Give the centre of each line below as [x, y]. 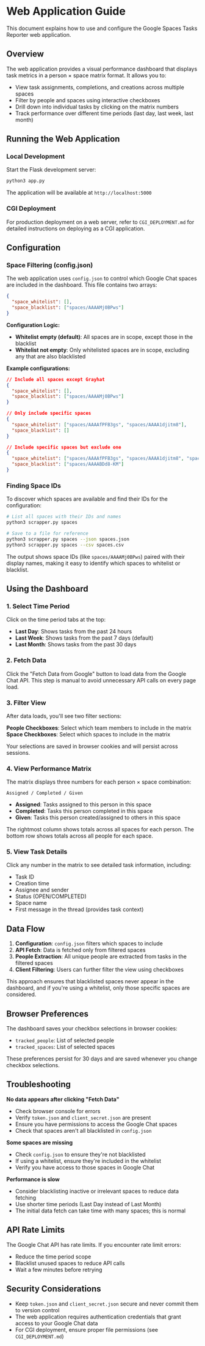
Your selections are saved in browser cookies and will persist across [92, 746]
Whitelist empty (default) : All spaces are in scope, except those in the [104, 337]
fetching [26, 1197]
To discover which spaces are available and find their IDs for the [87, 499]
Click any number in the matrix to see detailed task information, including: [99, 865]
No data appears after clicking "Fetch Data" [63, 1099]
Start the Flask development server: [51, 170]
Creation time [32, 883]
